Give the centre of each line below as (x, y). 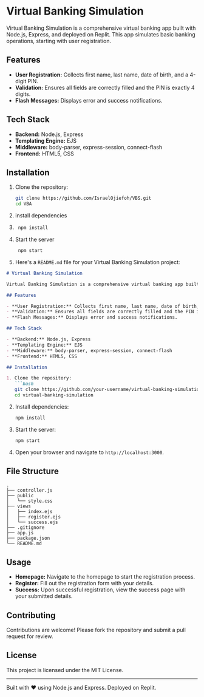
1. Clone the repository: (39, 378)
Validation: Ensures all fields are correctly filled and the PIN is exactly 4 (105, 87)
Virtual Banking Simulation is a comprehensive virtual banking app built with (101, 28)
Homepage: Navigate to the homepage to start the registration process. (105, 577)
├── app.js (20, 533)
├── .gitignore (25, 528)
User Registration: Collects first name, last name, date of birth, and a (102, 75)
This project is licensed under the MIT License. (65, 670)
